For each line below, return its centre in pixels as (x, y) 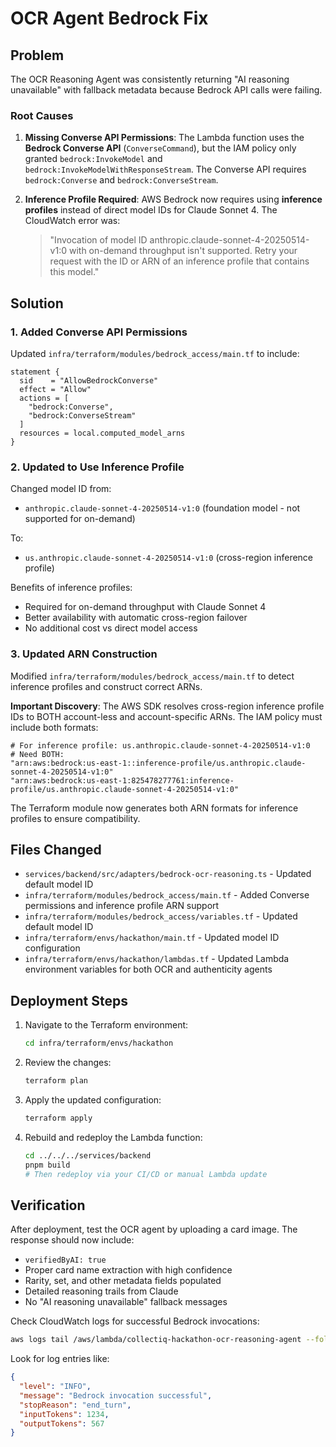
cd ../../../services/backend (88, 1155)
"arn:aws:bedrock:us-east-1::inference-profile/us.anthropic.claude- (158, 763)
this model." (74, 272)
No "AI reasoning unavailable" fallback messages (126, 1302)
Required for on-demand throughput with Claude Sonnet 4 (145, 607)
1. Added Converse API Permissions (99, 332)
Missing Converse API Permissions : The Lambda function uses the (164, 138)
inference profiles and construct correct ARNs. (106, 686)
